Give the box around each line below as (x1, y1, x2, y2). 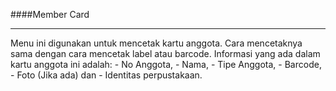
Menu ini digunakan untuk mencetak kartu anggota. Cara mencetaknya (10, 37, 303, 49)
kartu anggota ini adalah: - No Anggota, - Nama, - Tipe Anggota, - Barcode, (10, 59, 322, 70)
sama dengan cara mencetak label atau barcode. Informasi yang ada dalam (10, 48, 321, 59)
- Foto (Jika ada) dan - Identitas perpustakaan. (10, 69, 203, 81)
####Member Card (10, 9, 90, 20)
